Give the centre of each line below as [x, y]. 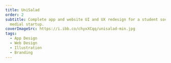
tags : [11, 34]
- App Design [24, 39]
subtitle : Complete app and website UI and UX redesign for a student [82, 19]
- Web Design [24, 43]
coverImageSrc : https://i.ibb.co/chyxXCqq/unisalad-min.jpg [70, 29]
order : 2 [15, 15]
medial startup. [27, 24]
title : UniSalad [22, 10]
